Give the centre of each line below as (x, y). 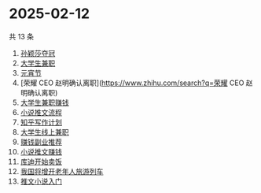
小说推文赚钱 (41, 151)
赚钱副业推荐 (41, 142)
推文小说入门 (41, 181)
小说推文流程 (41, 112)
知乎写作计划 (41, 122)
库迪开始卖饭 (41, 161)
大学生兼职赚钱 (44, 102)
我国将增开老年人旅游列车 (62, 171)
